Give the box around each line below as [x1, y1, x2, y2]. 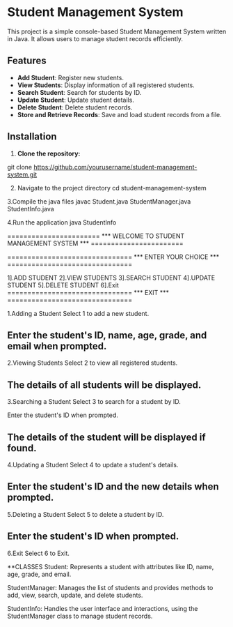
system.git [7, 170, 38, 179]
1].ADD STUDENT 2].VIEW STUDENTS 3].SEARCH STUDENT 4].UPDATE [7, 273, 216, 282]
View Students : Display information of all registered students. [17, 81, 195, 89]
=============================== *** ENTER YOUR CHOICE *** [7, 252, 220, 261]
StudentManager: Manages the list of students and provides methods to [7, 583, 214, 591]
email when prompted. [7, 340, 107, 352]
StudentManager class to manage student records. [7, 612, 153, 620]
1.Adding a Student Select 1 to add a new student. [7, 309, 150, 317]
